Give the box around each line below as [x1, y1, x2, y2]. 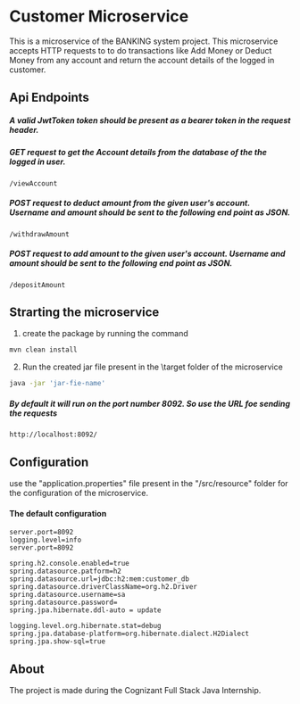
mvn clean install [9, 345, 78, 354]
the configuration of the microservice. [9, 487, 149, 498]
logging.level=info [9, 535, 82, 545]
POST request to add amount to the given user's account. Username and [9, 248, 286, 260]
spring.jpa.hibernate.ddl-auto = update [9, 606, 162, 615]
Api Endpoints [9, 90, 89, 105]
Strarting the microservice [9, 305, 160, 319]
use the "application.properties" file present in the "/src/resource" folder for [9, 477, 288, 488]
